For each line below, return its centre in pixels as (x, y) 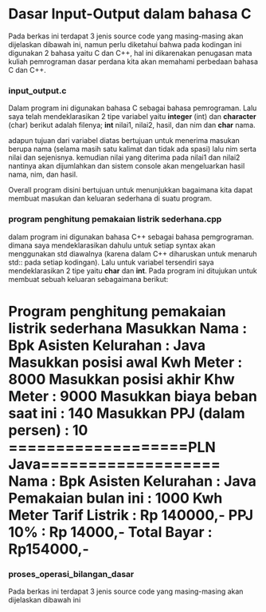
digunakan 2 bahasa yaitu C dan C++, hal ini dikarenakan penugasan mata (130, 53)
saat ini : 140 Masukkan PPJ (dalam (127, 413)
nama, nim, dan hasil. (43, 175)
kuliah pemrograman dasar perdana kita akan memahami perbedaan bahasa (133, 62)
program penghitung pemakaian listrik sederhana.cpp (115, 219)
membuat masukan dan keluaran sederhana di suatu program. (110, 199)
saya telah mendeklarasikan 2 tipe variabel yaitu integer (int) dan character (132, 117)
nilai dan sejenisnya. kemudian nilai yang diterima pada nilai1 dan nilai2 (124, 157)
